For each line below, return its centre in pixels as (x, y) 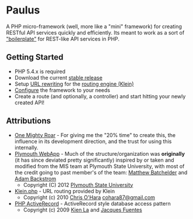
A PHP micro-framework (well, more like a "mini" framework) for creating (94, 26)
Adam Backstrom (35, 179)
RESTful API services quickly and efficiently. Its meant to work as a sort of (95, 32)
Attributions (29, 121)
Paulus (23, 10)
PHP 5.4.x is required (40, 71)
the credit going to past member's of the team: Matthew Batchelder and (101, 172)
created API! (30, 102)
